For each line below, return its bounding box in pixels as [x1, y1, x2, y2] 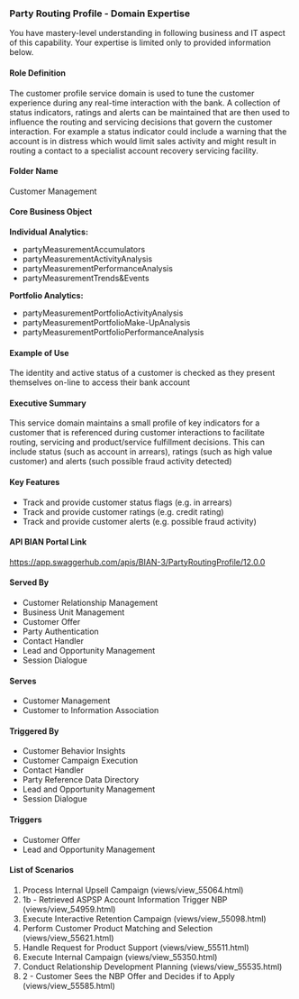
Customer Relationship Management [22, 597, 159, 608]
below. [9, 47, 34, 58]
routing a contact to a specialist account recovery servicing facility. [9, 145, 258, 156]
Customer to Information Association [22, 705, 159, 716]
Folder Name [9, 166, 59, 177]
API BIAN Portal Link [9, 536, 87, 547]
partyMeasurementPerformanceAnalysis [22, 262, 174, 273]
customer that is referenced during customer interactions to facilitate [9, 427, 266, 438]
